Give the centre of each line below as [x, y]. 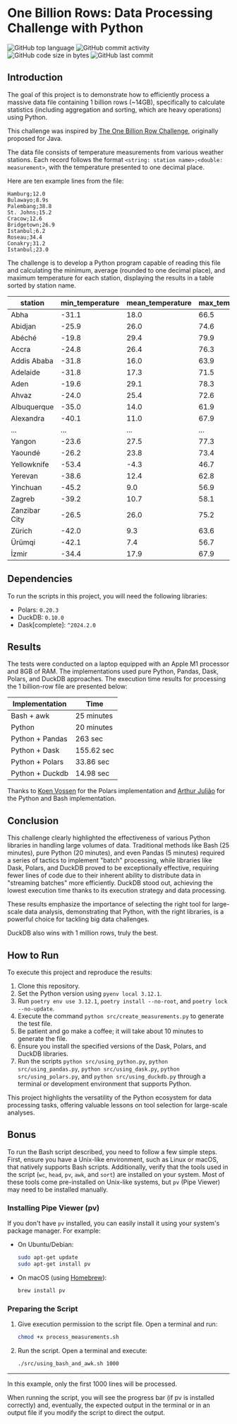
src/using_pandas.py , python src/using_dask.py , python [98, 1069]
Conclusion [33, 820]
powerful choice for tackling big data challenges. [78, 919]
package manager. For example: [54, 1231]
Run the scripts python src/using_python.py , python [92, 1061]
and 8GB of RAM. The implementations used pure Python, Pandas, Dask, [113, 671]
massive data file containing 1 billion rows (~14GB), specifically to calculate [116, 102]
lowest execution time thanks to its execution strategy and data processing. [117, 891]
